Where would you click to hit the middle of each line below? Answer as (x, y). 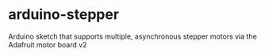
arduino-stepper (64, 15)
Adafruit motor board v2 (48, 44)
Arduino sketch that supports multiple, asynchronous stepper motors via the (133, 36)
